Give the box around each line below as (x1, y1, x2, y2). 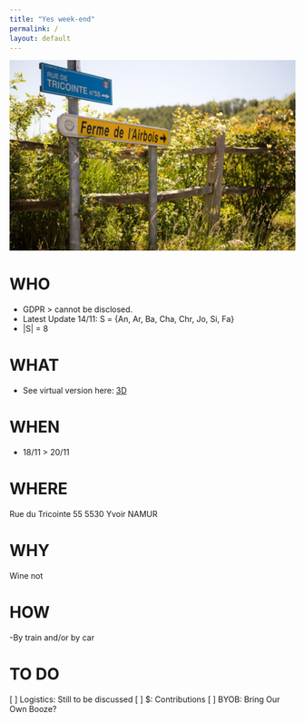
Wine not (9, 570, 44, 581)
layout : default (9, 34, 71, 43)
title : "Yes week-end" (9, 15, 95, 24)
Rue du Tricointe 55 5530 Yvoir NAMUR (9, 508, 158, 519)
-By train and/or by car (9, 631, 95, 643)
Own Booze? (9, 703, 57, 714)
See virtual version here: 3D (22, 385, 127, 395)
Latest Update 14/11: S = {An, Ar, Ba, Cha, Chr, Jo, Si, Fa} (22, 313, 234, 324)
